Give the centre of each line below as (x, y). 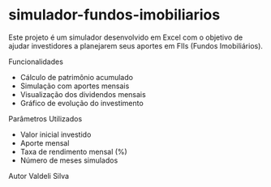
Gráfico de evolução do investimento (82, 103)
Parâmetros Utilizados (45, 118)
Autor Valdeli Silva (39, 176)
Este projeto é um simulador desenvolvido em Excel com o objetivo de (126, 37)
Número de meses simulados (69, 160)
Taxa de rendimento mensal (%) (73, 151)
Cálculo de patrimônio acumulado (77, 77)
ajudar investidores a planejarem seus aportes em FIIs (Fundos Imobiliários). (136, 45)
